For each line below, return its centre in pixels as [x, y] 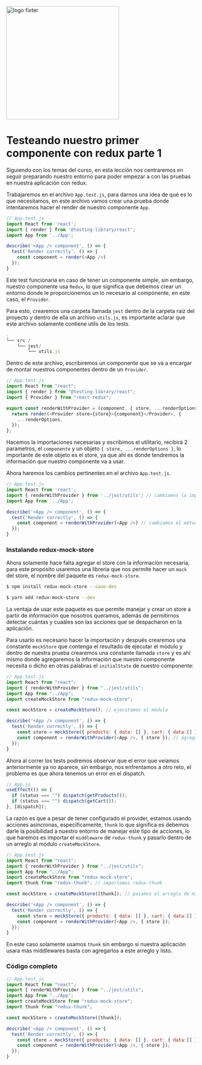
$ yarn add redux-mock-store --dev [51, 598]
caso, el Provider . [28, 299]
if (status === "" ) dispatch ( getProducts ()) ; [70, 795]
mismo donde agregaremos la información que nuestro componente [91, 659]
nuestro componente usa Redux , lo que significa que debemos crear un [94, 286]
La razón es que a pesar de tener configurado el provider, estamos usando [99, 818]
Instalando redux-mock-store [50, 549]
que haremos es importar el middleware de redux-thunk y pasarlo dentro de [99, 837]
